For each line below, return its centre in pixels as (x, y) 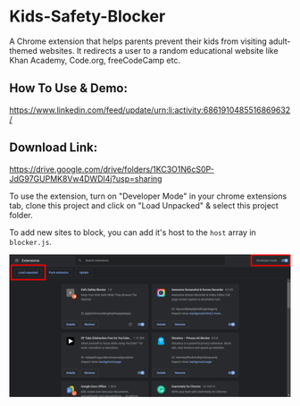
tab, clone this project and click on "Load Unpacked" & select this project (144, 205)
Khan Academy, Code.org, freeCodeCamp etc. (95, 60)
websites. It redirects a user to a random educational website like (158, 50)
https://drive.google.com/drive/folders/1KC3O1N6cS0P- (112, 169)
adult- (280, 41)
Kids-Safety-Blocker (87, 17)
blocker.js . (30, 241)
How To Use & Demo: (68, 88)
